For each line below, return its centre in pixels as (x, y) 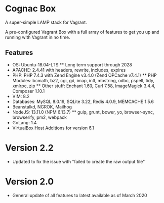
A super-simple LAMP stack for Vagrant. (46, 22)
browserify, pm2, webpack (40, 117)
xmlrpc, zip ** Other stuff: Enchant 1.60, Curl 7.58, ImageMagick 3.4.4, (84, 86)
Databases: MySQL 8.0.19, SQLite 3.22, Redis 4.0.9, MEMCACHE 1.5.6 (83, 101)
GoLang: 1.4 (24, 122)
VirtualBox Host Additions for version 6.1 (53, 128)
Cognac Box (30, 9)
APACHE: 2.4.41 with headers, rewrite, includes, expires (69, 70)
